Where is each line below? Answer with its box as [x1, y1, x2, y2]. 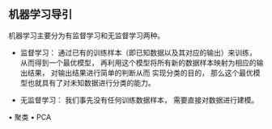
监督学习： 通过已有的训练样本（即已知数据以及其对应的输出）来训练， [19, 48, 257, 57]
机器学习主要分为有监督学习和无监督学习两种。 [8, 31, 164, 40]
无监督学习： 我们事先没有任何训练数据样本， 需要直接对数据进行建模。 [19, 95, 259, 105]
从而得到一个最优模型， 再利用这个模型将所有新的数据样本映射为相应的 [19, 57, 257, 67]
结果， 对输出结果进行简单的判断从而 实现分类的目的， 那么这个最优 [27, 68, 253, 77]
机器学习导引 [8, 7, 73, 22]
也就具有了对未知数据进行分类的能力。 [27, 77, 155, 87]
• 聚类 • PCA [8, 112, 52, 122]
